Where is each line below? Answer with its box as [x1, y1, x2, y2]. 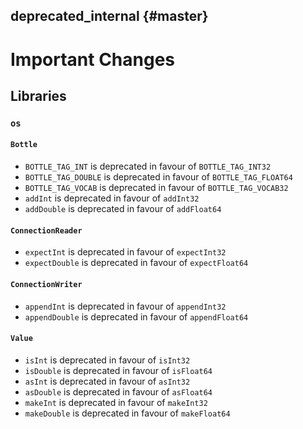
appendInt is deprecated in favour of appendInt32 [24, 300, 227, 312]
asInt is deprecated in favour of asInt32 [24, 375, 191, 387]
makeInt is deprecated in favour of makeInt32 [24, 396, 208, 408]
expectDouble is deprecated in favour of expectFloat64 [24, 257, 249, 269]
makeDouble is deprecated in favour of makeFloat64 [24, 407, 231, 419]
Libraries [10, 87, 67, 104]
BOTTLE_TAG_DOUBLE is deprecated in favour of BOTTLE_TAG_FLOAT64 [24, 171, 293, 183]
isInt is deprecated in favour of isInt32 [24, 354, 191, 366]
